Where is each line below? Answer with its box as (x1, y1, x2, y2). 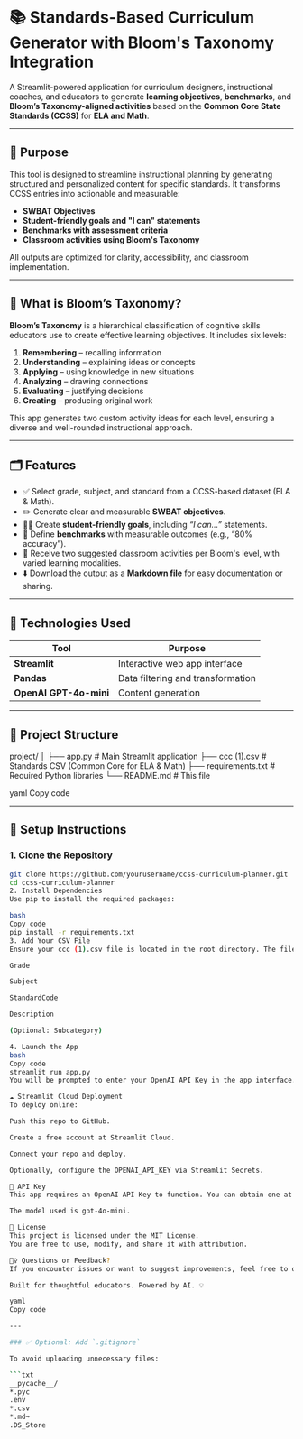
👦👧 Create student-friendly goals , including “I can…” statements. (22, 520, 268, 530)
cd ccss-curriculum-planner (9, 878, 115, 887)
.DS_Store (9, 1421, 47, 1430)
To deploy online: (9, 1101, 78, 1110)
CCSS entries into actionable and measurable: (9, 188, 180, 198)
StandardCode (9, 993, 59, 1002)
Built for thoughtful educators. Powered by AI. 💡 (9, 1280, 205, 1290)
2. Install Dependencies (9, 886, 103, 896)
